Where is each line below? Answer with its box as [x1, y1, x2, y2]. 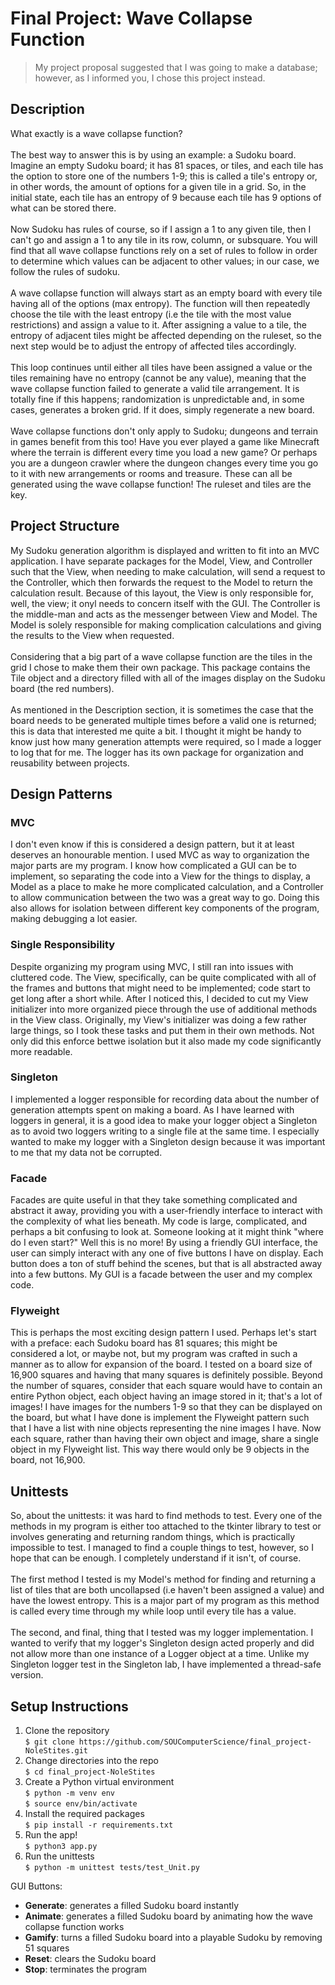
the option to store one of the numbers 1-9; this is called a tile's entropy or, [10, 170, 318, 182]
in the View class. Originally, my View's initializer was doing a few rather [10, 1013, 308, 1026]
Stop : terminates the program [24, 1963, 148, 1976]
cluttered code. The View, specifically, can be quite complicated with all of [10, 971, 317, 983]
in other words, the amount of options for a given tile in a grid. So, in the [10, 180, 307, 192]
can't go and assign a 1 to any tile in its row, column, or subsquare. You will [10, 233, 318, 246]
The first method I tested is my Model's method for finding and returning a [10, 1573, 317, 1586]
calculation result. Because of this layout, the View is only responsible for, [10, 587, 314, 599]
